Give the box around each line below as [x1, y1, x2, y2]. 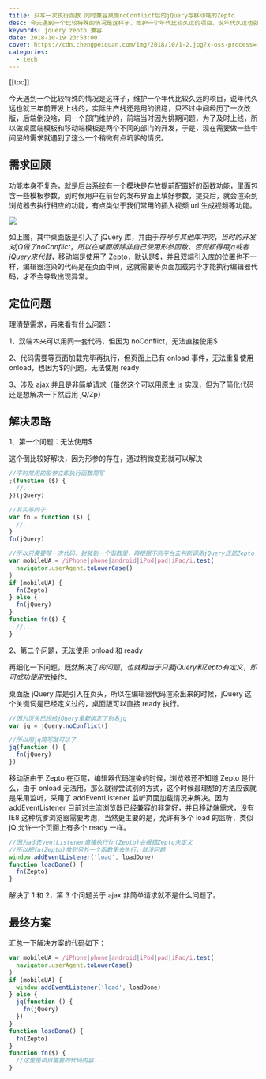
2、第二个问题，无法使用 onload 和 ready [9, 645, 144, 655]
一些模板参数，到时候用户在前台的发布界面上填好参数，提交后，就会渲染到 [15, 190, 258, 200]
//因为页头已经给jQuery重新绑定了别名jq [9, 714, 127, 722]
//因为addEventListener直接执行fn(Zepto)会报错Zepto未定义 [9, 838, 193, 846]
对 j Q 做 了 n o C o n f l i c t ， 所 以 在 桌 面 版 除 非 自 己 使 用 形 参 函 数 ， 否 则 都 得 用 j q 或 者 [9, 242, 249, 251]
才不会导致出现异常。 [22, 272, 92, 281]
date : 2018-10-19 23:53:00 [9, 33, 98, 42]
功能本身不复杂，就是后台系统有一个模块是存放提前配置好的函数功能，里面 [9, 181, 251, 190]
